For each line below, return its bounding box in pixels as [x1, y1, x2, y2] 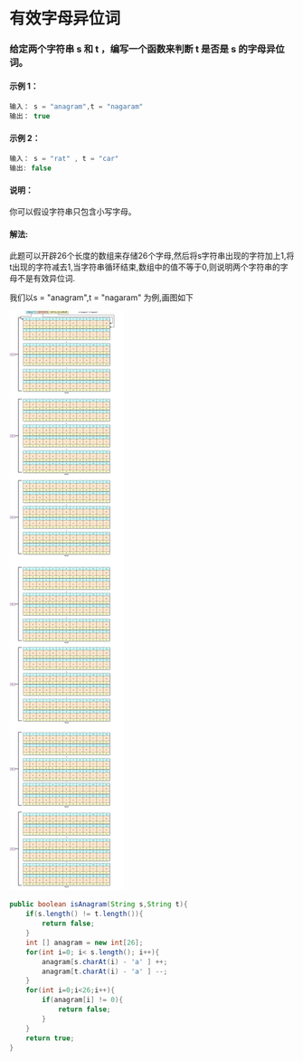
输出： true [9, 112, 51, 121]
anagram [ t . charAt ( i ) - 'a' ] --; [42, 967, 168, 976]
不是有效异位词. [16, 273, 76, 284]
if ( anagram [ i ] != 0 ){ [42, 996, 124, 1005]
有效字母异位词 [9, 8, 121, 29]
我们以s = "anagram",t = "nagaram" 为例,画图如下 [9, 292, 194, 303]
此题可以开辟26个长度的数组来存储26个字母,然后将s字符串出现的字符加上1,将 [9, 251, 295, 261]
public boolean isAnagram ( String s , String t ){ [9, 900, 188, 909]
